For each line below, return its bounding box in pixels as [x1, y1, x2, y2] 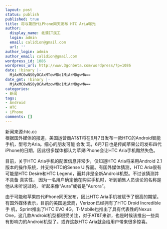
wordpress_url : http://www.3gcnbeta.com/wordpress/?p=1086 [5, 63, 131, 68]
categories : [5, 86, 30, 91]
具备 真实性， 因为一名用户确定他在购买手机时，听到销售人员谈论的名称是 [9, 176, 161, 182]
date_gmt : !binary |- [5, 77, 51, 82]
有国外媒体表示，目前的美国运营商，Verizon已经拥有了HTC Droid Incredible [5, 199, 161, 205]
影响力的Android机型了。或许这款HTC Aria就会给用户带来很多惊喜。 [9, 218, 150, 224]
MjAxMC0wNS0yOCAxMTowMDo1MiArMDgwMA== [10, 72, 91, 77]
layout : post [5, 7, 33, 12]
